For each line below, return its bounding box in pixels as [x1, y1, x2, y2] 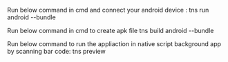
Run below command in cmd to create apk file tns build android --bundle [7, 27, 214, 34]
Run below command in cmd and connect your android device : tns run [7, 6, 209, 14]
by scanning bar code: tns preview [7, 48, 106, 55]
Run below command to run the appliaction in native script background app [7, 40, 222, 48]
